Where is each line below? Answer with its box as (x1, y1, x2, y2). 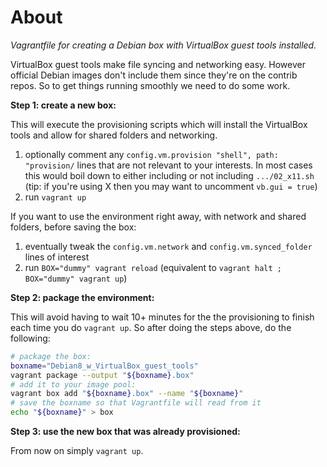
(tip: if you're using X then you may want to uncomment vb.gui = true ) (24, 180, 318, 192)
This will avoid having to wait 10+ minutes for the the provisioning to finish (10, 311, 315, 323)
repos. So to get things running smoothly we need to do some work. (10, 79, 291, 91)
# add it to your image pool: (10, 379, 137, 390)
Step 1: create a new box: (10, 99, 117, 111)
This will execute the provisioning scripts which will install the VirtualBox (10, 118, 308, 130)
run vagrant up (24, 191, 87, 203)
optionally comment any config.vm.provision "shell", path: (24, 148, 279, 160)
